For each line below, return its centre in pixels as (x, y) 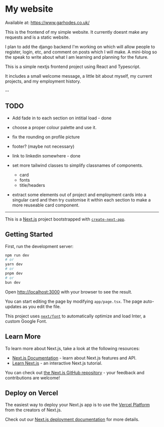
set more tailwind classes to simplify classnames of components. (77, 165)
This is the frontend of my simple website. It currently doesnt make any (77, 32)
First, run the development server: (39, 246)
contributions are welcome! (32, 378)
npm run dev (17, 255)
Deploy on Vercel (32, 393)
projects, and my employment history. (43, 81)
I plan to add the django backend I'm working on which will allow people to (80, 46)
